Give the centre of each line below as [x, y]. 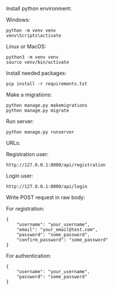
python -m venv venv [31, 30]
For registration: [25, 209]
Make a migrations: [29, 95]
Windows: [18, 20]
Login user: [20, 176]
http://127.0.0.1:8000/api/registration [56, 165]
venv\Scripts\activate [34, 36]
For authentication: [29, 256]
